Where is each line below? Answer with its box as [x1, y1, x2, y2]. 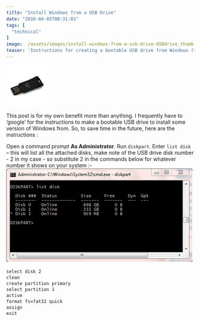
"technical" [11, 29, 42, 35]
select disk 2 [6, 268, 42, 274]
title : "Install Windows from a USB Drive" [6, 10, 117, 16]
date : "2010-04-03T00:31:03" [6, 16, 79, 22]
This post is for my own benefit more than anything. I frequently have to [6, 112, 183, 119]
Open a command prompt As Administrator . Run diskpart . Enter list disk [6, 142, 191, 149]
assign [6, 304, 23, 310]
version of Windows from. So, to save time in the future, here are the [6, 124, 175, 132]
